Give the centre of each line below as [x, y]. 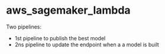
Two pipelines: [24, 27]
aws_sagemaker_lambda [69, 10]
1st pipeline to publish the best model [60, 38]
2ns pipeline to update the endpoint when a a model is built [87, 45]
